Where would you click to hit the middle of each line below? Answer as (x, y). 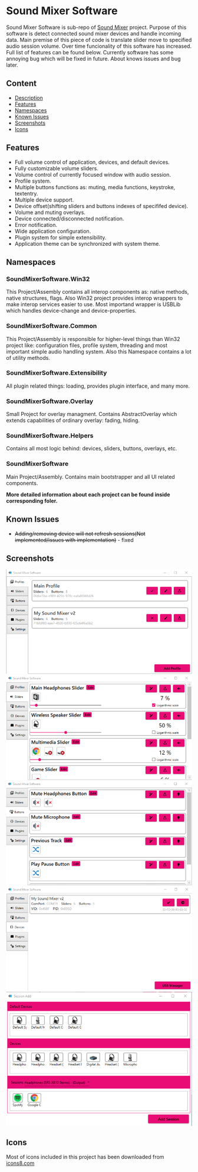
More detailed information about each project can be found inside (88, 494)
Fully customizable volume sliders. (56, 168)
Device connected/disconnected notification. (69, 218)
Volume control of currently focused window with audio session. (93, 174)
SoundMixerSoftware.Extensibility (57, 373)
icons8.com (20, 1163)
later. (12, 65)
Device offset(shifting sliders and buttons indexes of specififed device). (101, 206)
